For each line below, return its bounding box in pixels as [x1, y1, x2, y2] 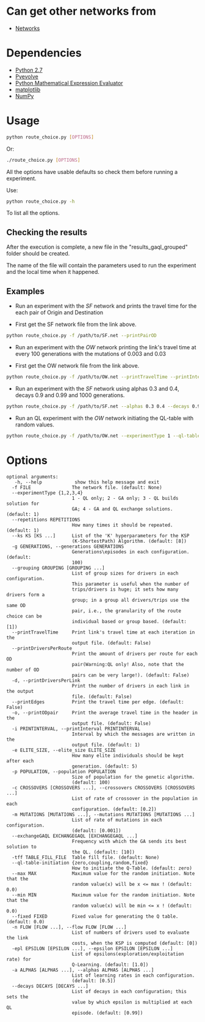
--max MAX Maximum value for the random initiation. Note [12, 870, 195, 877]
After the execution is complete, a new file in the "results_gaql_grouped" [6, 243, 188, 251]
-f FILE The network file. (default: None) [12, 484, 163, 491]
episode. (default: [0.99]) [71, 1010, 143, 1016]
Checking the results [6, 227, 87, 237]
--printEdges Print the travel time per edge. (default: [12, 698, 184, 705]
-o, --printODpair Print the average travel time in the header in [12, 710, 198, 716]
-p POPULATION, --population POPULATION [12, 768, 116, 774]
